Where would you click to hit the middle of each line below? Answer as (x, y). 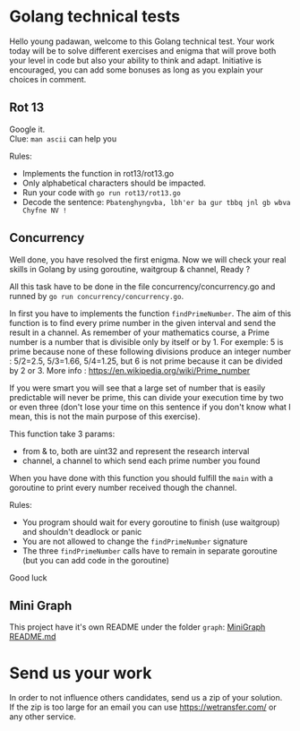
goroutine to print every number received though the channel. (123, 487)
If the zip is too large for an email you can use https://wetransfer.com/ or (143, 707)
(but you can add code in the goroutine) (96, 560)
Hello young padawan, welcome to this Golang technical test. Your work (142, 41)
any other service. (43, 717)
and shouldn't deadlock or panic (82, 531)
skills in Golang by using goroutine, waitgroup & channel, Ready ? (130, 269)
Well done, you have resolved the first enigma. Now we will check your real (148, 259)
